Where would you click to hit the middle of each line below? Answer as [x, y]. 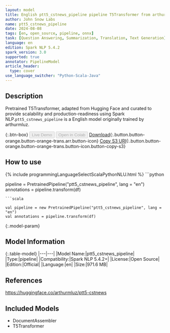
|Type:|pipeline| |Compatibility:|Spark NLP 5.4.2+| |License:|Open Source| [82, 259]
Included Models [32, 308]
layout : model [20, 10]
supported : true [22, 57]
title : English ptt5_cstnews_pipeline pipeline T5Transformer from [78, 15]
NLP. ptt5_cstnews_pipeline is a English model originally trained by [75, 119]
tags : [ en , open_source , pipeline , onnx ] [50, 33]
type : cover [23, 71]
